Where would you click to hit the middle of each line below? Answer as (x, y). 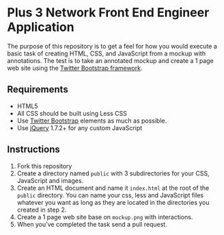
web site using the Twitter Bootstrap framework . (75, 68)
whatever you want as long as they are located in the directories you (113, 202)
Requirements (38, 89)
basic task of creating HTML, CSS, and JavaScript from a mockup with (107, 53)
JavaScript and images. (50, 180)
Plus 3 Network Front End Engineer (108, 13)
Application (41, 27)
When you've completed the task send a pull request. (92, 224)
